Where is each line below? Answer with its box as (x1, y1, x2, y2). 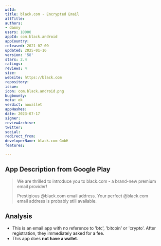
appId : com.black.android (5, 35, 57, 39)
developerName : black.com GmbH (5, 138, 69, 144)
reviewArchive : (5, 120, 36, 125)
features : (5, 143, 25, 148)
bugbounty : (5, 93, 27, 98)
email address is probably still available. (17, 198, 97, 204)
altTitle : (5, 16, 25, 21)
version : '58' (5, 52, 34, 57)
